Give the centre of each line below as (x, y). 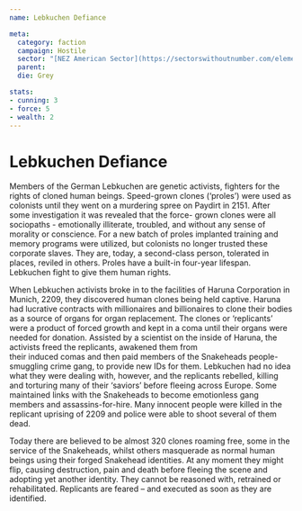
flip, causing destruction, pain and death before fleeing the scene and (138, 470)
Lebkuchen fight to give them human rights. (90, 273)
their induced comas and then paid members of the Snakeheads (128, 357)
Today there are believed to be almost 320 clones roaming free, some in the (150, 441)
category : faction (52, 42)
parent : (32, 67)
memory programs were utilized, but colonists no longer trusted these (138, 244)
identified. (28, 498)
